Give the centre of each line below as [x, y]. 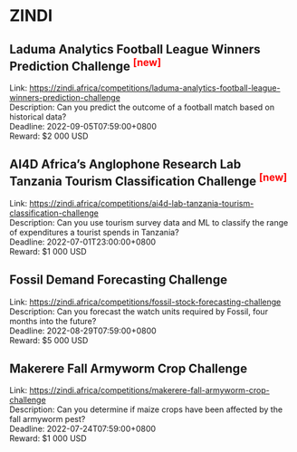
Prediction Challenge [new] [85, 64]
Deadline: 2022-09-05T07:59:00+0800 [83, 126]
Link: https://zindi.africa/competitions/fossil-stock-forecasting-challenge [145, 302]
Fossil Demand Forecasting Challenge [119, 280]
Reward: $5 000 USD [49, 340]
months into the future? [53, 321]
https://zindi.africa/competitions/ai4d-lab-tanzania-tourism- [142, 203]
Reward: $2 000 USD [49, 136]
